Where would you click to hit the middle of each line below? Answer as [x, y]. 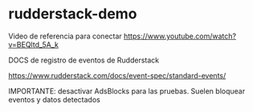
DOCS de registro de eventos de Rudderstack [84, 60]
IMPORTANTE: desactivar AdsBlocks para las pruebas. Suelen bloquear [127, 91]
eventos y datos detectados [54, 99]
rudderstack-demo [73, 14]
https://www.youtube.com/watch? [180, 36]
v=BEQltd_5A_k [33, 44]
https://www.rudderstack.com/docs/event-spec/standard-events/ [117, 75]
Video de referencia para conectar [65, 36]
